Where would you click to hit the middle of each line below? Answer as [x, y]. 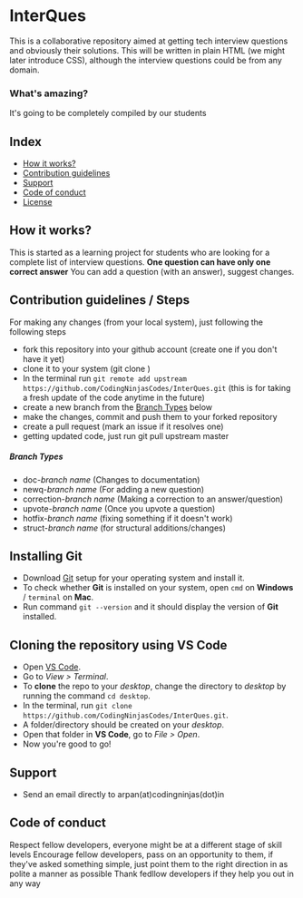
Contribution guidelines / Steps [100, 300]
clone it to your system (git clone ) [87, 368]
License [37, 202]
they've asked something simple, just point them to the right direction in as [149, 864]
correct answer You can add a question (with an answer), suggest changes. [152, 271]
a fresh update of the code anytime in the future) [114, 397]
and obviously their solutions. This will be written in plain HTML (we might [147, 50]
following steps [38, 331]
